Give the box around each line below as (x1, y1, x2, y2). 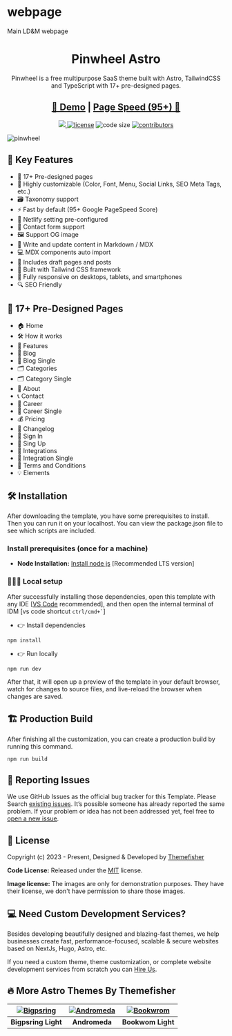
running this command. (7, 742, 73, 750)
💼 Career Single (17, 407, 62, 415)
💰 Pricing (17, 415, 46, 423)
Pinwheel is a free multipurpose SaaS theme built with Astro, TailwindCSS (11, 74, 221, 82)
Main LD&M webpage (7, 27, 68, 35)
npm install (7, 637, 41, 644)
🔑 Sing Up (17, 439, 46, 448)
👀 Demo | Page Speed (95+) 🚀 (51, 102, 181, 113)
